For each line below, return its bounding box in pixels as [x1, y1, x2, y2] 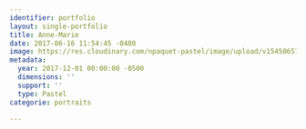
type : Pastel [17, 89, 67, 98]
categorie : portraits [9, 97, 92, 107]
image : [9, 47, 35, 56]
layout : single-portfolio [9, 22, 107, 31]
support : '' [17, 81, 64, 90]
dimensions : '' [17, 73, 76, 82]
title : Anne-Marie [9, 30, 79, 39]
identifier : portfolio [9, 13, 96, 23]
